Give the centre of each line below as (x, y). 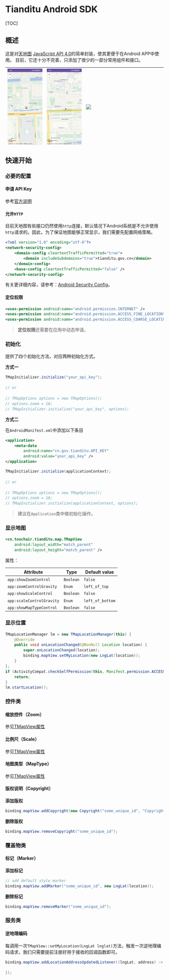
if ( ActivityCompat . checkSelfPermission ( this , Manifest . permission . (78, 671)
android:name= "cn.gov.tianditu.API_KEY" (66, 451)
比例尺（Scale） (22, 739)
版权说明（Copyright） (29, 788)
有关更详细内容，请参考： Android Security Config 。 (59, 285)
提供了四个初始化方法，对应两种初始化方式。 (52, 356)
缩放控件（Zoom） (25, 714)
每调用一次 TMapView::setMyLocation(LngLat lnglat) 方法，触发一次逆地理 (81, 946)
